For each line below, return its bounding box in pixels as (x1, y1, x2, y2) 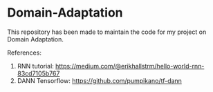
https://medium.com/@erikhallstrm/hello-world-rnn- (55, 62, 205, 70)
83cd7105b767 (17, 69, 60, 77)
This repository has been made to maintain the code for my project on (7, 28, 207, 36)
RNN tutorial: (17, 62, 54, 70)
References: (7, 48, 41, 57)
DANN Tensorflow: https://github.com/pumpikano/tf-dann (17, 76, 182, 84)
